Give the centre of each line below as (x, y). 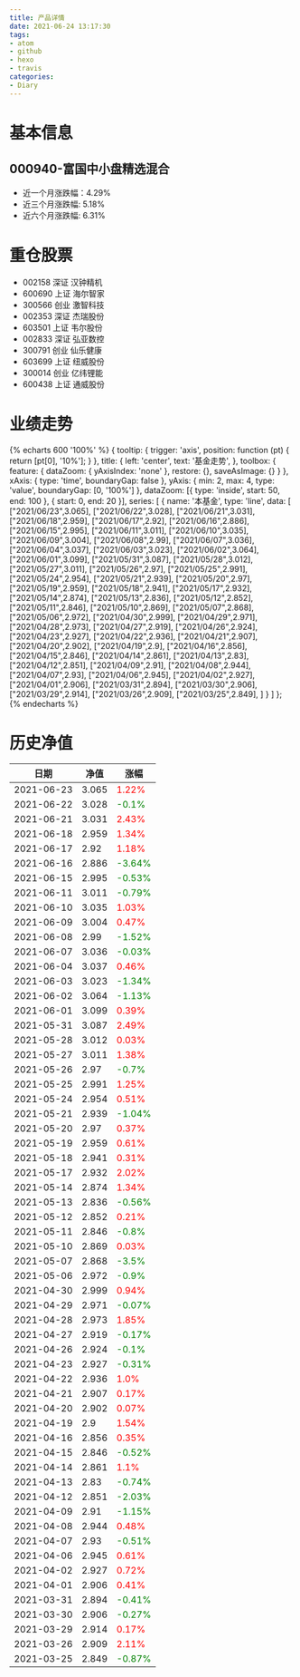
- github (26, 52)
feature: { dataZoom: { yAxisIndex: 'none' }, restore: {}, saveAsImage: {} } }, (149, 470)
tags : (19, 34)
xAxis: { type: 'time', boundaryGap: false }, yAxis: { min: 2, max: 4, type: (142, 480)
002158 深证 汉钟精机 (62, 282)
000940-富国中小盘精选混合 (89, 169)
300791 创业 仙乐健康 (62, 350)
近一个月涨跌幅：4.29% (66, 192)
